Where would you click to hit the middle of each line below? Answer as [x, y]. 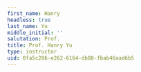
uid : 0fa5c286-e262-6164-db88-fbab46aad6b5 [71, 58]
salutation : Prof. [34, 39]
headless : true [29, 20]
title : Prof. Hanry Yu [40, 45]
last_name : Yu [28, 26]
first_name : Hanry [34, 13]
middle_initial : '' [35, 33]
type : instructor [32, 52]
